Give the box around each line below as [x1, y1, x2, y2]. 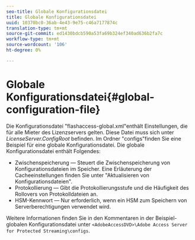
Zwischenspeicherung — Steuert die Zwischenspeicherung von [14, 159, 171, 166]
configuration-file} [6, 103, 101, 116]
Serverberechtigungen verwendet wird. [14, 203, 111, 210]
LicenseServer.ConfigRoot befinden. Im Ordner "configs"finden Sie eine [6, 135, 182, 142]
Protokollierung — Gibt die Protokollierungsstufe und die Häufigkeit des [14, 184, 189, 191]
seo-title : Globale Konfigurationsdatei [6, 8, 108, 15]
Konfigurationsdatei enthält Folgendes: [6, 147, 101, 154]
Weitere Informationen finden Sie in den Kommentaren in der [6, 214, 154, 222]
